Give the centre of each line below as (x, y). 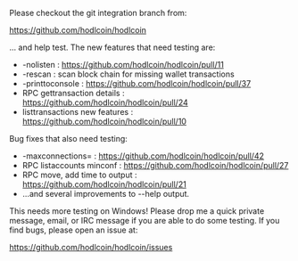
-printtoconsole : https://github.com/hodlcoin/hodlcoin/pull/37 (137, 83)
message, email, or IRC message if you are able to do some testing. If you (145, 220)
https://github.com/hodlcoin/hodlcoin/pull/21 (104, 184)
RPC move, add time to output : (79, 175)
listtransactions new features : (78, 112)
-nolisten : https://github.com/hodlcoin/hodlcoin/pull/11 (123, 65)
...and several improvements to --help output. (106, 194)
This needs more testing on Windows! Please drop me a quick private (137, 211)
